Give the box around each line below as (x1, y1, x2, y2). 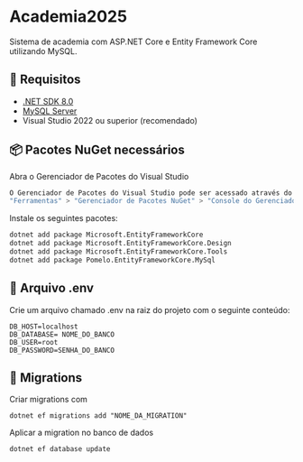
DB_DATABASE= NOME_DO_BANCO (9, 329, 115, 339)
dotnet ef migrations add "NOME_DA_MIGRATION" (9, 411, 188, 420)
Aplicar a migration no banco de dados (9, 427, 154, 439)
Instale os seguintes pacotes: (9, 213, 119, 224)
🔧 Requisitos (9, 72, 81, 88)
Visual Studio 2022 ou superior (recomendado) (22, 115, 198, 125)
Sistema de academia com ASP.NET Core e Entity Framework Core (9, 36, 258, 47)
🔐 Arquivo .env (9, 281, 95, 296)
